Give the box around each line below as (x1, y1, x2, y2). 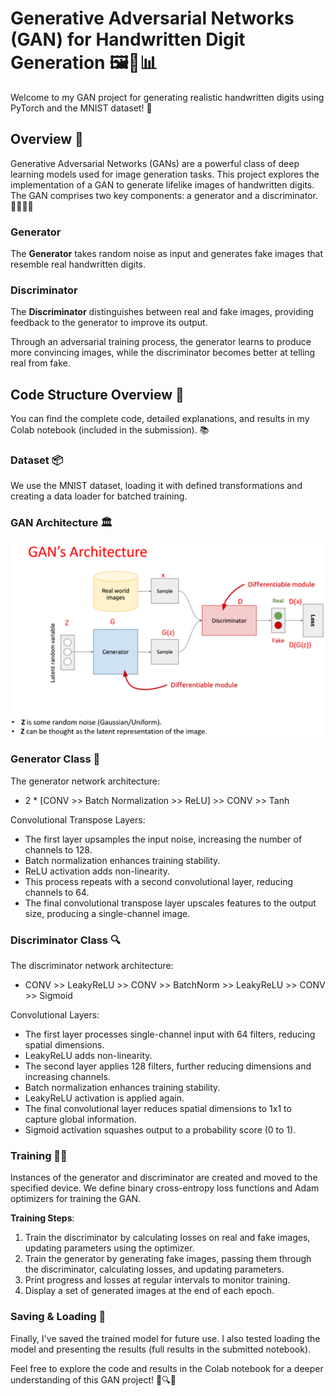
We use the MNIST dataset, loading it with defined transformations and (10, 480, 303, 492)
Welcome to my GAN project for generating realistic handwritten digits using (10, 91, 325, 103)
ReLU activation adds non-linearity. (24, 865, 170, 877)
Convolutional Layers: (10, 1009, 100, 1021)
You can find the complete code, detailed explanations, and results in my (10, 413, 310, 425)
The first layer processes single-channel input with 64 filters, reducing (24, 1028, 316, 1040)
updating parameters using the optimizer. (24, 1242, 195, 1254)
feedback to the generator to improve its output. (10, 317, 208, 329)
